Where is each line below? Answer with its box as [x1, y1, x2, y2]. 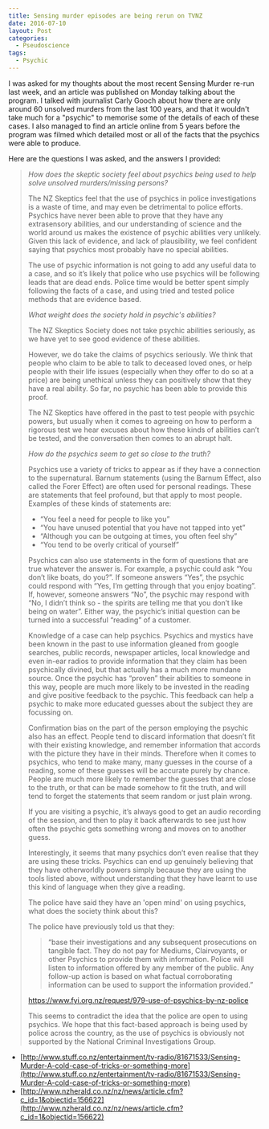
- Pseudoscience [15, 42, 70, 50]
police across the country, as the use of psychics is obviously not [27, 1028, 245, 1037]
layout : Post [8, 26, 52, 35]
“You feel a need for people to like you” [39, 514, 170, 524]
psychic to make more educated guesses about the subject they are [27, 699, 254, 708]
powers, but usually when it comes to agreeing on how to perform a [27, 416, 253, 426]
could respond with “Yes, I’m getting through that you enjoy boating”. [27, 581, 257, 590]
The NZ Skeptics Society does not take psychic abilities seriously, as [27, 325, 255, 335]
